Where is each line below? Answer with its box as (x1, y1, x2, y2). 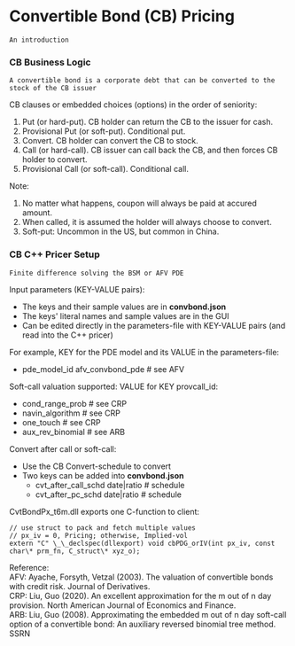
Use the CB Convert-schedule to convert (21, 461, 171, 471)
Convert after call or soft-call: (9, 443, 117, 454)
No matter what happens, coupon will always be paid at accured (21, 198, 257, 209)
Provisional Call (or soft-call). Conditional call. (21, 164, 189, 175)
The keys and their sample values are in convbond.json (21, 301, 227, 312)
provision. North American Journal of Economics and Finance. (9, 600, 237, 611)
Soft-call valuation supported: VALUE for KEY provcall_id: (9, 381, 219, 392)
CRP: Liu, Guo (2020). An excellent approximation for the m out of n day (9, 590, 272, 601)
